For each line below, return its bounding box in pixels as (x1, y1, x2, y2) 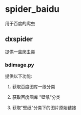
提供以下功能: (5, 73, 33, 79)
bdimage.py (5, 61, 34, 68)
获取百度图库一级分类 (12, 84, 55, 90)
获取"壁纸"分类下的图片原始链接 (12, 105, 77, 111)
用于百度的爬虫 (5, 20, 35, 26)
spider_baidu (5, 3, 60, 15)
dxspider (5, 35, 33, 43)
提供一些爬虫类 (5, 48, 35, 55)
